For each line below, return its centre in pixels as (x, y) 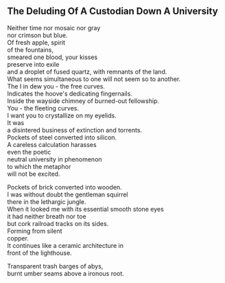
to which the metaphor (39, 166)
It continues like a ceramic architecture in (65, 245)
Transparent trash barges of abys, (55, 266)
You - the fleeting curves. (43, 108)
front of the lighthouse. (39, 253)
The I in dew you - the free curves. (56, 86)
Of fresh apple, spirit (36, 42)
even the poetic (29, 152)
